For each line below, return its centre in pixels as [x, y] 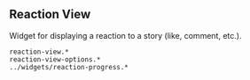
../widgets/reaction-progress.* [69, 67]
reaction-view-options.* [55, 59]
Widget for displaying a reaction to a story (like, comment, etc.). [125, 35]
